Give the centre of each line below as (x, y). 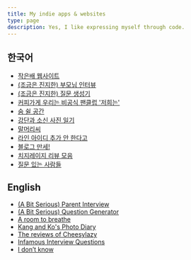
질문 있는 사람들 (39, 164)
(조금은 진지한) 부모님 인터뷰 (57, 85)
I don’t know (36, 249)
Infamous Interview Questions (61, 242)
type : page (23, 21)
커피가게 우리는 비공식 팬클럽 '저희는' (69, 103)
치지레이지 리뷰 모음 (45, 156)
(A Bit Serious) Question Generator (68, 212)
